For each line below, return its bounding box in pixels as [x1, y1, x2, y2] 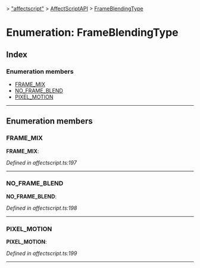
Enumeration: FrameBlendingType [6, 26, 179, 39]
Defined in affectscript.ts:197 [6, 159, 77, 166]
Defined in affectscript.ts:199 [6, 250, 77, 257]
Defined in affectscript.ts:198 [6, 204, 77, 212]
